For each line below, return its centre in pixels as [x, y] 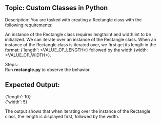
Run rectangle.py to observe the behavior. [48, 70]
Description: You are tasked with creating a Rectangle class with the [73, 19]
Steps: [11, 64]
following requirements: [29, 25]
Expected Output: [32, 85]
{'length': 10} [18, 96]
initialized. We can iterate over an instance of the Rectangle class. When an [80, 39]
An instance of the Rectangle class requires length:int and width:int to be [78, 34]
